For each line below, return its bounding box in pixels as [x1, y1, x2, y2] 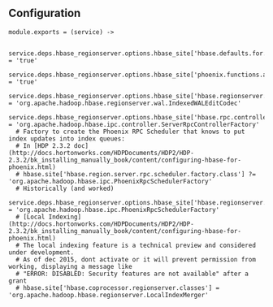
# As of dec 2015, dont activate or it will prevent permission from [15, 255, 256, 263]
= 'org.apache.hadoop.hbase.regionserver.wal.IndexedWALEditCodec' [8, 99, 242, 107]
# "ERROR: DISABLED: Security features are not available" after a [15, 270, 249, 278]
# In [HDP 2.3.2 [15, 141, 71, 149]
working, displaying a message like [8, 262, 132, 270]
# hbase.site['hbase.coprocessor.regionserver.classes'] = [15, 283, 220, 292]
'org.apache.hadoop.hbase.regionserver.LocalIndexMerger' [8, 291, 209, 299]
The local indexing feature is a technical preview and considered [23, 241, 256, 249]
